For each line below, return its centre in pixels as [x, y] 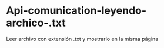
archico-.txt [36, 23]
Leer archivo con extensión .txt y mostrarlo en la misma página [82, 39]
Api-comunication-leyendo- [76, 11]
